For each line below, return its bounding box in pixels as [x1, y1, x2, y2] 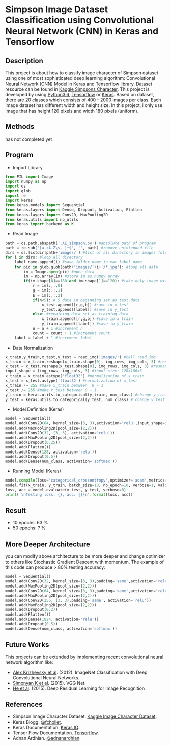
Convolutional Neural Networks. [12, 674, 80, 681]
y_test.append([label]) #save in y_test [41, 307, 129, 312]
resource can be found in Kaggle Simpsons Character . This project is [5, 86, 150, 92]
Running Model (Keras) [12, 468, 61, 474]
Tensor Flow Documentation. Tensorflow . [12, 730, 99, 736]
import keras [5, 198, 33, 203]
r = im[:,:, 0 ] [32, 283, 63, 288]
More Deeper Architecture [5, 540, 90, 548]
